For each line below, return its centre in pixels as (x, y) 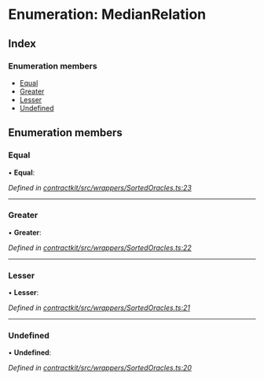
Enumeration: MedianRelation (107, 15)
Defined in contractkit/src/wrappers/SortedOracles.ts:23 (100, 187)
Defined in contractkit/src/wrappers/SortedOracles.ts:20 (100, 368)
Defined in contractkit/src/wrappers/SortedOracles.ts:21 (99, 308)
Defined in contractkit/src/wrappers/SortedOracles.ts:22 (100, 247)
